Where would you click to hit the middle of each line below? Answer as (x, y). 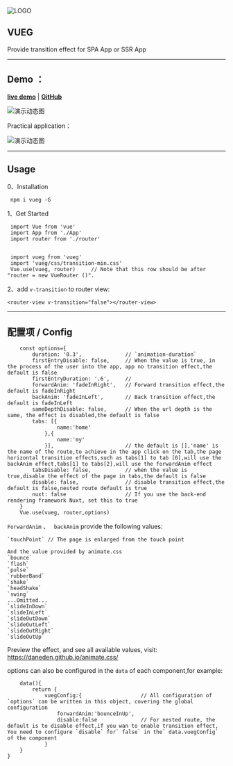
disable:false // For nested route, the (136, 720)
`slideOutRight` (31, 631)
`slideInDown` (28, 607)
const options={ (43, 349)
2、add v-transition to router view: (59, 289)
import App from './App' (46, 233)
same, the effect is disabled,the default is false (83, 416)
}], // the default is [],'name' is (131, 446)
